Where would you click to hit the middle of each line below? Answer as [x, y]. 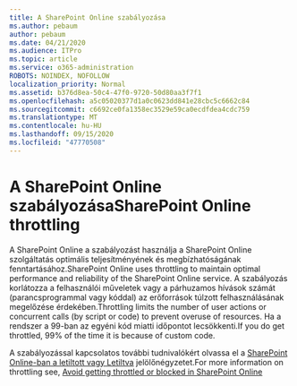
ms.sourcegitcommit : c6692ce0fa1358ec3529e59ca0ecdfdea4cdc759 [130, 109]
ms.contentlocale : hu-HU [55, 126]
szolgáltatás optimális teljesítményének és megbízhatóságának [125, 259]
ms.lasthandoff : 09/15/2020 [62, 134]
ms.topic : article [43, 59]
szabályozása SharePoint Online [130, 206]
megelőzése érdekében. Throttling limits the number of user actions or [138, 306]
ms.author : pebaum [43, 26]
